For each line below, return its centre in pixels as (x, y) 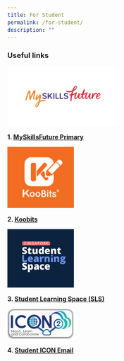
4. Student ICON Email (41, 350)
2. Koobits (23, 219)
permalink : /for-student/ (45, 22)
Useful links (28, 55)
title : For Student (36, 15)
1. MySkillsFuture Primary (45, 137)
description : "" (31, 30)
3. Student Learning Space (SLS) (56, 299)
